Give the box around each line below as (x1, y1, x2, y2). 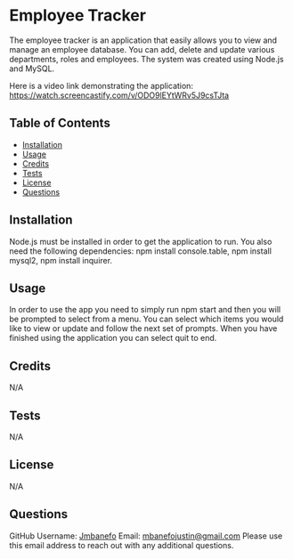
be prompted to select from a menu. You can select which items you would (9, 313, 284, 325)
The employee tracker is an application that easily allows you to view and (9, 35, 278, 45)
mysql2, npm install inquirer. (9, 255, 113, 265)
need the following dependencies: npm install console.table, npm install (9, 246, 272, 256)
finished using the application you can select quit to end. (9, 333, 217, 344)
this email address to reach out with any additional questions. (9, 539, 234, 550)
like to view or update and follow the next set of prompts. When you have (9, 323, 278, 334)
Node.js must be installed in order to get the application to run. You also (9, 236, 273, 247)
